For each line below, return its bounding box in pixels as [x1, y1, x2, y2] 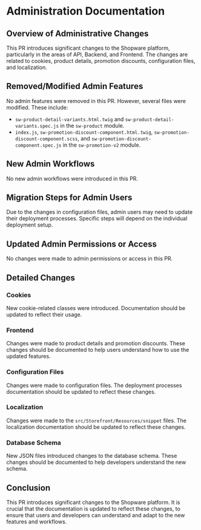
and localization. [6, 64, 47, 71]
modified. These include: [6, 104, 68, 111]
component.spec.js [15, 142, 62, 148]
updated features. [6, 353, 51, 360]
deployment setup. [6, 221, 53, 228]
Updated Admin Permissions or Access [6, 239, 157, 249]
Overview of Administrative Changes [6, 28, 149, 39]
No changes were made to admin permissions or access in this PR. [6, 255, 173, 262]
